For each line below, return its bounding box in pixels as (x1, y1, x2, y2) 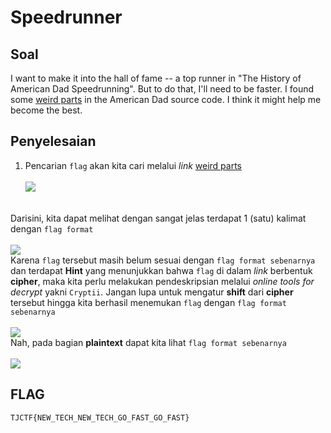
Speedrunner (10, 6, 123, 29)
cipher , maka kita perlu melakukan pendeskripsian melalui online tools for (10, 275, 315, 287)
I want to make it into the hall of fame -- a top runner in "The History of (10, 72, 302, 84)
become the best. (10, 104, 83, 116)
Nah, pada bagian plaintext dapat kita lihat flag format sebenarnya (10, 336, 287, 348)
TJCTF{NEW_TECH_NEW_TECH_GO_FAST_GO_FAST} (10, 412, 190, 423)
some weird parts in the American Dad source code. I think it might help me (10, 94, 322, 105)
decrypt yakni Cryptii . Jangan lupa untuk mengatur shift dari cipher (10, 286, 294, 298)
